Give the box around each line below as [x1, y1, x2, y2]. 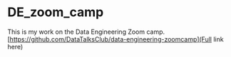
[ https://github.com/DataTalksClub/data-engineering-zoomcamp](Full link [7, 34, 224, 43]
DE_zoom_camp [7, 4, 104, 20]
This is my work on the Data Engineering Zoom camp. [7, 27, 165, 36]
